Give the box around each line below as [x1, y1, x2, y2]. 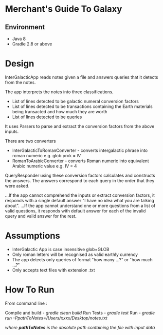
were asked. [5, 183, 30, 188]
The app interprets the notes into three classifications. [5, 89, 113, 95]
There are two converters [5, 138, 56, 144]
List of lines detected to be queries [12, 114, 82, 120]
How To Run [5, 284, 54, 295]
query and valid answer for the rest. [5, 213, 77, 219]
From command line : [5, 300, 48, 306]
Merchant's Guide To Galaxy [5, 3, 123, 15]
